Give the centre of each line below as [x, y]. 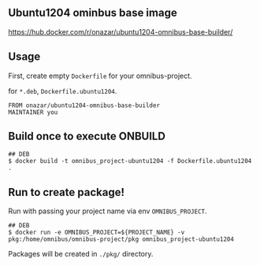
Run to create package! [66, 192]
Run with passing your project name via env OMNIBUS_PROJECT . [108, 211]
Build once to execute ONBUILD [87, 137]
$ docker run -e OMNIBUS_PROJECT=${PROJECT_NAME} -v [97, 233]
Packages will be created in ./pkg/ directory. [81, 254]
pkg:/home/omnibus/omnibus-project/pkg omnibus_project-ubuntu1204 [121, 239]
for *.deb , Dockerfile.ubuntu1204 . [63, 91]
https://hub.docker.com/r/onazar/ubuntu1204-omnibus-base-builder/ [121, 31]
